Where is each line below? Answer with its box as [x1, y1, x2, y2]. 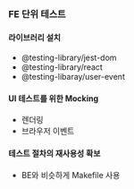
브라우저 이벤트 [21, 125, 75, 136]
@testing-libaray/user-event [21, 72, 126, 82]
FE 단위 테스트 [8, 7, 66, 20]
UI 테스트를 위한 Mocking [8, 92, 99, 104]
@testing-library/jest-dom [21, 52, 117, 64]
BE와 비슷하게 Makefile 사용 [21, 169, 121, 180]
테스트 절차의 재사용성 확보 [8, 148, 101, 159]
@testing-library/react [21, 62, 104, 73]
